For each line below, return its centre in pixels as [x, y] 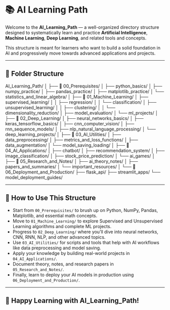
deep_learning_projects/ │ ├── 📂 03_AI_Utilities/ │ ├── [63, 134]
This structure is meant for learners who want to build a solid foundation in [83, 48]
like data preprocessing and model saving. [57, 248]
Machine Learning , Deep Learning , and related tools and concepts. [76, 38]
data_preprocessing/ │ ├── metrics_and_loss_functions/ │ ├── [72, 140]
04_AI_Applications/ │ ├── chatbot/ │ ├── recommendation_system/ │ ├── [85, 150]
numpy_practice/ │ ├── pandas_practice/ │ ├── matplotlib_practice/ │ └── [85, 91]
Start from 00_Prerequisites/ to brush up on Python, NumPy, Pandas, [85, 210]
